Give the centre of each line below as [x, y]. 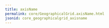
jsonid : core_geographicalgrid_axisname [46, 18]
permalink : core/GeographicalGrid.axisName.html [55, 14]
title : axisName [21, 9]
